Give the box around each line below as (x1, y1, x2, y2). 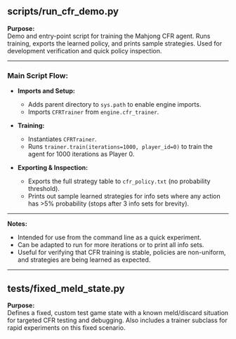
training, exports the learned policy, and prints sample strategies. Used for (7, 39, 223, 48)
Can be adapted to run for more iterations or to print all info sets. (17, 241, 204, 249)
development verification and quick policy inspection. (7, 46, 162, 55)
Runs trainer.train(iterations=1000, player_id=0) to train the (27, 142, 213, 151)
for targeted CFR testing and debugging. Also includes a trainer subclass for (7, 316, 228, 324)
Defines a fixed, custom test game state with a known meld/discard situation (7, 308, 229, 317)
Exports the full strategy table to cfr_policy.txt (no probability (27, 177, 211, 185)
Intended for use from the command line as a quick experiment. (17, 233, 202, 241)
